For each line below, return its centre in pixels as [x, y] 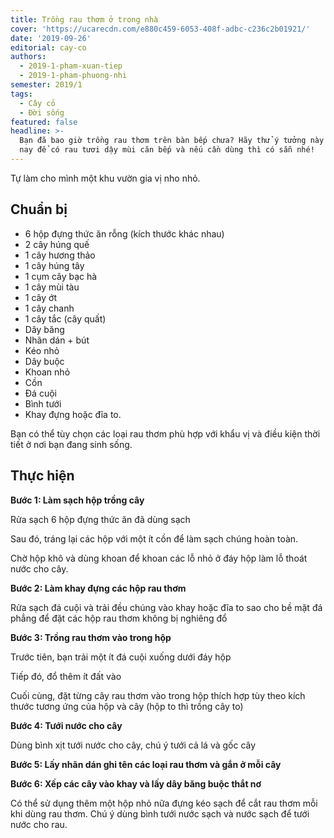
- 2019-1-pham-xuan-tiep [71, 66]
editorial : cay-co [48, 47]
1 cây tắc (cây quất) [65, 318]
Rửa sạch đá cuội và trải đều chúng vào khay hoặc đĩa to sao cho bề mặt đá [166, 607]
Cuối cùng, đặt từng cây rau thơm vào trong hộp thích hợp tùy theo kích [158, 695]
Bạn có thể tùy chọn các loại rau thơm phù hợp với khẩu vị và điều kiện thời [165, 433]
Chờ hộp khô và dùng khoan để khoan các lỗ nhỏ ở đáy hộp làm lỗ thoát [159, 558]
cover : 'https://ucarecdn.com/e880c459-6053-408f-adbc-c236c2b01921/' [160, 29]
